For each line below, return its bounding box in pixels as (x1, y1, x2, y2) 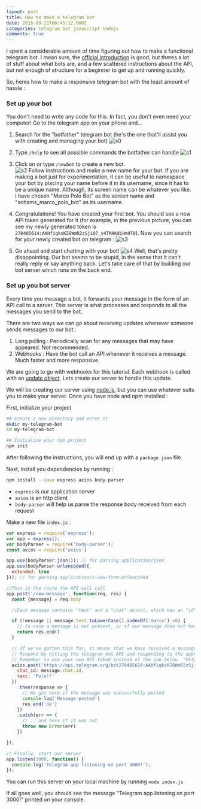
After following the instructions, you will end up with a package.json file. (6, 454, 183, 461)
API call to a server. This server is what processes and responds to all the (6, 301, 187, 308)
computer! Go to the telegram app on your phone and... (6, 119, 142, 126)
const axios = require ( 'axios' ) (6, 547, 87, 553)
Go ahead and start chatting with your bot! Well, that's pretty (14, 247, 178, 254)
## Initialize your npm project (6, 438, 87, 444)
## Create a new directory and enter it (6, 416, 109, 422)
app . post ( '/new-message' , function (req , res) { (6, 590, 127, 596)
